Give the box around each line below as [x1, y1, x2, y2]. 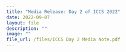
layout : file [6, 20, 39, 26]
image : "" [6, 31, 31, 37]
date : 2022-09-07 [6, 14, 50, 20]
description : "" [6, 25, 47, 32]
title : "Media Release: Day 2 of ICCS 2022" [6, 8, 121, 15]
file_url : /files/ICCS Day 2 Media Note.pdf [6, 36, 121, 42]
